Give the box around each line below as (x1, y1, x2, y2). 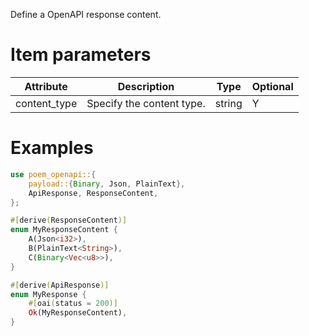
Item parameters (10, 44, 152, 66)
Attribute (24, 79, 68, 93)
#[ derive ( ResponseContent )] (10, 215, 128, 226)
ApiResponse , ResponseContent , (28, 188, 159, 198)
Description (117, 79, 175, 93)
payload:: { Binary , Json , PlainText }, (28, 179, 186, 189)
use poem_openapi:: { (10, 169, 97, 179)
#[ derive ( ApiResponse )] (10, 280, 110, 290)
